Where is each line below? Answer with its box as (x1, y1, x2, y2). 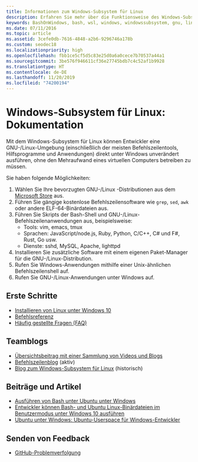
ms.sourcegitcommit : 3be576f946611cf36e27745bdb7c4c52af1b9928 (6, 58, 165, 64)
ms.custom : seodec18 (6, 42, 57, 48)
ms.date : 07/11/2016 (6, 25, 57, 31)
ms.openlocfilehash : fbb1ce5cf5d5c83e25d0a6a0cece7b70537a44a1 (6, 53, 165, 59)
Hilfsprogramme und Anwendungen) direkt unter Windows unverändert (6, 150, 179, 157)
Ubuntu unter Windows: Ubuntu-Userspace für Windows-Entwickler (14, 416, 181, 424)
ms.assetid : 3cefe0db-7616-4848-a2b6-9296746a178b (6, 36, 133, 42)
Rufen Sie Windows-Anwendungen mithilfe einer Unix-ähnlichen (14, 261, 171, 268)
